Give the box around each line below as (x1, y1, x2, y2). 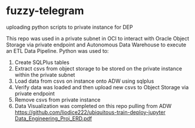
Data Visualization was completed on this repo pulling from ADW (14, 102, 172, 109)
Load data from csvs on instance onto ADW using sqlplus (14, 78, 154, 85)
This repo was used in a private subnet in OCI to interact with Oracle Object (6, 35, 190, 42)
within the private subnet (14, 71, 75, 78)
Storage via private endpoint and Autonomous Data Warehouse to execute (6, 41, 187, 48)
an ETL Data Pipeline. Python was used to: (6, 47, 109, 54)
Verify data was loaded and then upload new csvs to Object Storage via (14, 83, 189, 90)
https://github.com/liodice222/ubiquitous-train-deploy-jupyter (14, 109, 166, 116)
